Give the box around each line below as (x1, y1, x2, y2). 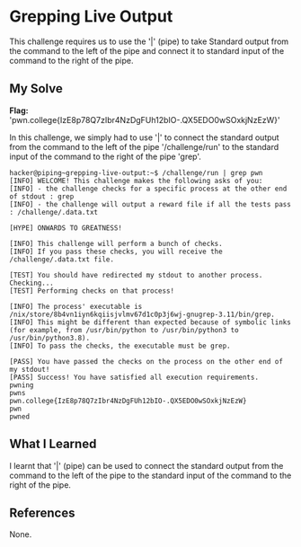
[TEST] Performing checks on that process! (9, 286, 175, 296)
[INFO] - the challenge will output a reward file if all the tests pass (9, 199, 292, 208)
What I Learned (9, 437, 97, 452)
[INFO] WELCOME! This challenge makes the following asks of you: (9, 176, 263, 185)
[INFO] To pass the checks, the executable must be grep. (9, 341, 231, 350)
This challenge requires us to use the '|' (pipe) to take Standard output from (9, 36, 289, 47)
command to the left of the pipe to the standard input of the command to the (9, 470, 292, 481)
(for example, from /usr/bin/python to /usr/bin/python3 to (9, 325, 240, 334)
